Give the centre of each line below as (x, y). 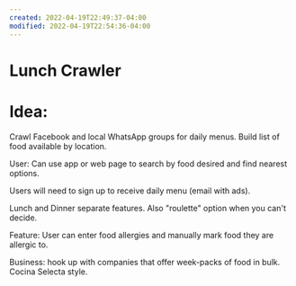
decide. (23, 218)
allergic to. (29, 245)
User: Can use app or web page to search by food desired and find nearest (148, 164)
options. (25, 173)
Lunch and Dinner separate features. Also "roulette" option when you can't (148, 208)
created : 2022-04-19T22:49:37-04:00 (78, 18)
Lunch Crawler (65, 71)
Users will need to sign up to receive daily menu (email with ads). (130, 191)
